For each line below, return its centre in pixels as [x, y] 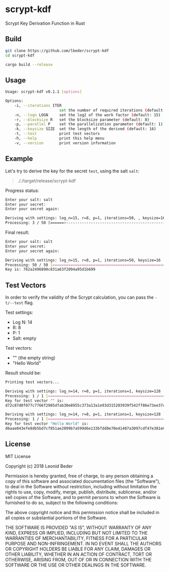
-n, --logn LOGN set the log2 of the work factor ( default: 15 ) [88, 115]
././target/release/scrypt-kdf [47, 180]
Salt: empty [24, 338]
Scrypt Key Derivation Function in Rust [45, 23]
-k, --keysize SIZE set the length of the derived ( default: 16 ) [85, 129]
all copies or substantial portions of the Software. [56, 518]
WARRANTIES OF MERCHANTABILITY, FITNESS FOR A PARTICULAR [76, 538]
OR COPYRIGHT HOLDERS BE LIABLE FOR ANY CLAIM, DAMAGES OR [78, 549]
